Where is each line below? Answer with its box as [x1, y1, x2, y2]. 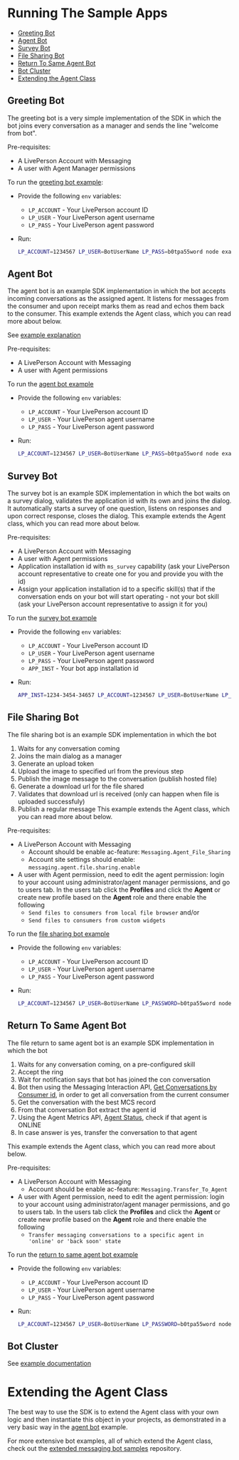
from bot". [7, 128, 37, 137]
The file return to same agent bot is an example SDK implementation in [7, 1039, 215, 1047]
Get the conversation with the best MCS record [17, 1098, 156, 1106]
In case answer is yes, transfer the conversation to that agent [17, 1128, 198, 1136]
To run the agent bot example [7, 380, 94, 389]
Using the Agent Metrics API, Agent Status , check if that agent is [17, 1113, 208, 1121]
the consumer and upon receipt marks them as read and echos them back [7, 302, 225, 311]
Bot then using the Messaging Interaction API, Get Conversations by [17, 1082, 218, 1091]
